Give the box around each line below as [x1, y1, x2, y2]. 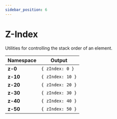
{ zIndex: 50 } [41, 106, 77, 112]
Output [50, 57, 68, 63]
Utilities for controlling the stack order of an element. [5, 45, 113, 51]
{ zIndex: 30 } [41, 90, 77, 96]
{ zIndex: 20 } [41, 82, 77, 87]
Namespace [7, 57, 37, 63]
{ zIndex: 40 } [41, 98, 77, 104]
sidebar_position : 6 [5, 7, 48, 12]
